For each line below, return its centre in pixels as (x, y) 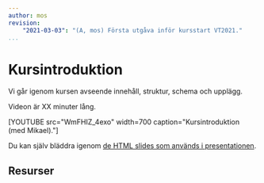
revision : (25, 23)
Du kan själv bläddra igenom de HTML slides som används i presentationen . (132, 146)
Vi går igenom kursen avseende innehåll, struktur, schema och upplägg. (126, 91)
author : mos (28, 15)
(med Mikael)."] (33, 131)
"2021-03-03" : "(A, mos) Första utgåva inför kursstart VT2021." (133, 30)
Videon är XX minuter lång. (52, 107)
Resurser (31, 171)
